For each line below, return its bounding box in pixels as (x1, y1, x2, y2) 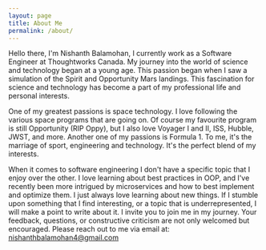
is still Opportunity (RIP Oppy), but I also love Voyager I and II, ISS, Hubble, (8, 123, 254, 133)
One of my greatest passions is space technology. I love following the (8, 107, 238, 116)
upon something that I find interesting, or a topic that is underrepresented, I (8, 199, 257, 208)
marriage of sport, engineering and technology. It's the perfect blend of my (8, 141, 256, 151)
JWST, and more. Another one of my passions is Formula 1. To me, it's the (8, 132, 252, 142)
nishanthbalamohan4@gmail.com (8, 233, 119, 243)
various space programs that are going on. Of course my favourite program (8, 115, 257, 125)
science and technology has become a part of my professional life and (8, 83, 241, 92)
